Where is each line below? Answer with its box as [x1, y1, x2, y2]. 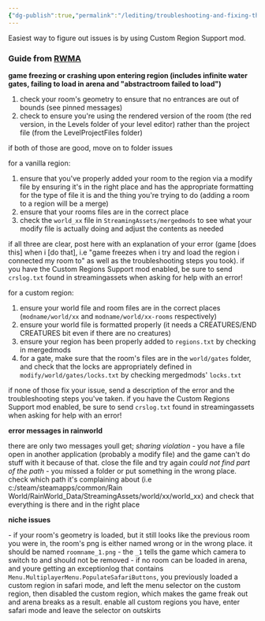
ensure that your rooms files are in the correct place [19, 206, 189, 217]
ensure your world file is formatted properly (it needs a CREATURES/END [19, 320, 257, 329]
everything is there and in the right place [8, 500, 140, 509]
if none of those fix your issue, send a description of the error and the [8, 385, 235, 395]
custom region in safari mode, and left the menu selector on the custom [8, 580, 241, 589]
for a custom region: [8, 288, 74, 297]
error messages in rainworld [8, 426, 103, 435]
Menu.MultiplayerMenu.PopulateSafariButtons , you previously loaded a [8, 572, 238, 582]
